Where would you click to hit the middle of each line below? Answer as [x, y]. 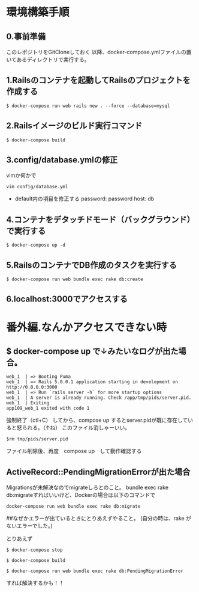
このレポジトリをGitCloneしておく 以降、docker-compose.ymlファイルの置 [99, 52]
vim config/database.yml [37, 187]
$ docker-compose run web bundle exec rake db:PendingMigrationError [95, 571]
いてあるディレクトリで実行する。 [48, 60]
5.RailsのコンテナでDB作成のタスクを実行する [91, 265]
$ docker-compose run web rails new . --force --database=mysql [88, 106]
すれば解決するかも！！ [35, 583]
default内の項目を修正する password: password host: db [85, 199]
